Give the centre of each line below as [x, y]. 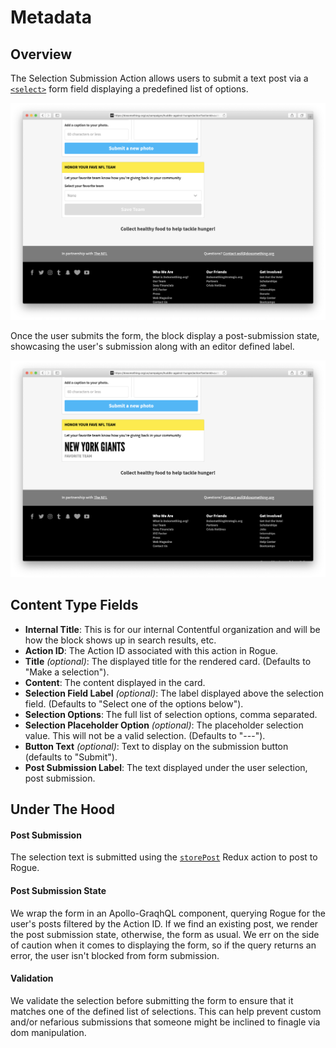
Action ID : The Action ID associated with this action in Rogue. [151, 650]
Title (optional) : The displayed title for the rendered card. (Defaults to [168, 661]
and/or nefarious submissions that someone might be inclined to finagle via [165, 1022]
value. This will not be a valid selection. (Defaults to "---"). [145, 735]
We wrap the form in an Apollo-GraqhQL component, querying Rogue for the [168, 913]
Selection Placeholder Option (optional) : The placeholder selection [164, 725]
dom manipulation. [48, 1032]
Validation [32, 978]
